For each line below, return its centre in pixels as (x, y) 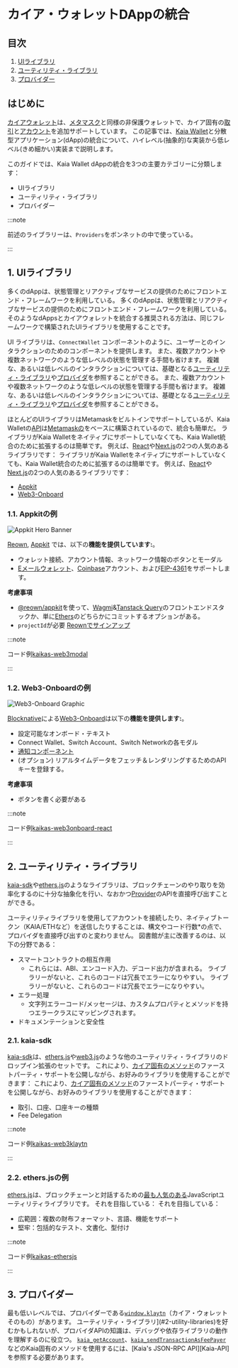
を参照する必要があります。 (47, 1357)
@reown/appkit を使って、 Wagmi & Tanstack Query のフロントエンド (115, 607)
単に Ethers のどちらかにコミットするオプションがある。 (123, 616)
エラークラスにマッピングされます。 (87, 1013)
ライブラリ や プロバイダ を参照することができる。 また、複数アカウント (123, 377)
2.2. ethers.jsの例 (38, 1178)
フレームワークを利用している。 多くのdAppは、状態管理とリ (115, 300)
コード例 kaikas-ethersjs (42, 1256)
